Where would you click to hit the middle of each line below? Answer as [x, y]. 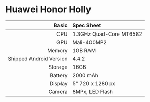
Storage [58, 67]
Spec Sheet [87, 25]
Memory [57, 50]
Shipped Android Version [38, 58]
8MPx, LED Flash [93, 91]
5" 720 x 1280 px [94, 83]
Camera [58, 91]
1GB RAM [84, 50]
